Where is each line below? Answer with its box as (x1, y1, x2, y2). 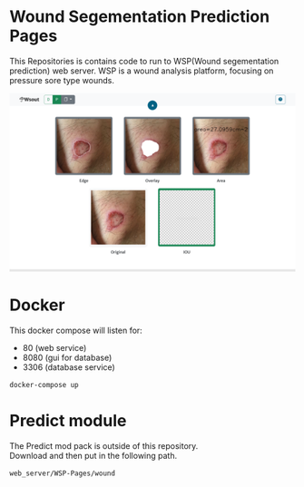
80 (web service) (22, 342, 87, 353)
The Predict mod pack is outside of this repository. (9, 440, 199, 451)
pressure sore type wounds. (9, 74, 115, 85)
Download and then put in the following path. (9, 450, 178, 461)
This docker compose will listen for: (9, 325, 142, 336)
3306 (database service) (22, 361, 115, 373)
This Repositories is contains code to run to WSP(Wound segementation (9, 55, 279, 66)
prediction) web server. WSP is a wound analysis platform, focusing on (9, 65, 274, 76)
